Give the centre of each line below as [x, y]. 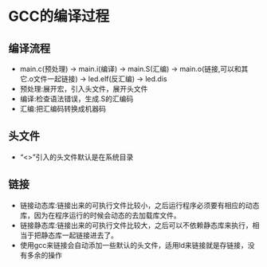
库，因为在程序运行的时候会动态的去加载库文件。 [100, 215]
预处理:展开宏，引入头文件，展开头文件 [84, 89]
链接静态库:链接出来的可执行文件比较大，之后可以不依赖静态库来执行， [136, 225]
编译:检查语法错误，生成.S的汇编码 [77, 99]
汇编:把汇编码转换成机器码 [63, 109]
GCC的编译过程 [59, 16]
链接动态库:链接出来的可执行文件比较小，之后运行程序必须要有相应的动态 [139, 205]
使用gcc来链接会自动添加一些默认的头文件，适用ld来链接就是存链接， [134, 245]
